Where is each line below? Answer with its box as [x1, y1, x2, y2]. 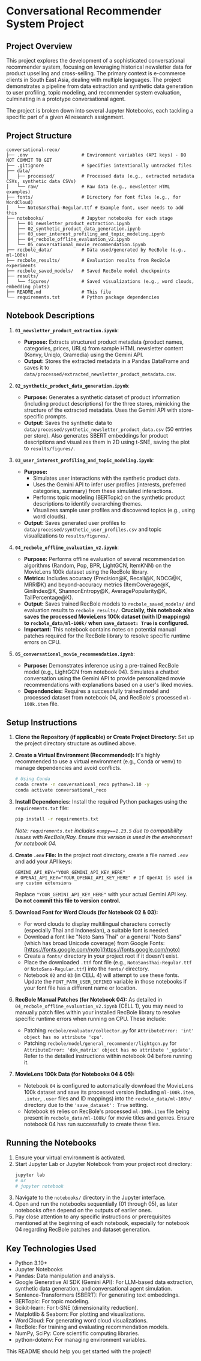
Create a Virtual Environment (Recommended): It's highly [14, 751, 160, 759]
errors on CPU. [23, 638, 61, 645]
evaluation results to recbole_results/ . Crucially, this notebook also [23, 606, 194, 613]
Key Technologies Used [6, 1243, 97, 1253]
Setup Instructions [6, 718, 77, 728]
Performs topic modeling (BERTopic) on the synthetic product [32, 494, 185, 501]
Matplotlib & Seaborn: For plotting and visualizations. [14, 1310, 146, 1318]
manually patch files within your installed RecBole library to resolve [14, 1008, 181, 1015]
